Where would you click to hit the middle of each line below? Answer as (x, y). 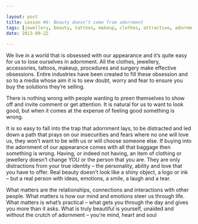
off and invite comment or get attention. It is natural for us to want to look (95, 104)
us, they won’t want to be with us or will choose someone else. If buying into (99, 141)
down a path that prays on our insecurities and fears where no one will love (98, 135)
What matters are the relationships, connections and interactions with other (98, 190)
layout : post (22, 17)
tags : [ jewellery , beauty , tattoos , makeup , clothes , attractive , (89, 28)
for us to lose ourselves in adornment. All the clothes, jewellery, (83, 62)
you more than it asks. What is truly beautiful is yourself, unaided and (90, 209)
